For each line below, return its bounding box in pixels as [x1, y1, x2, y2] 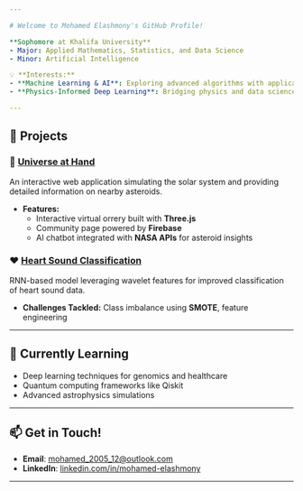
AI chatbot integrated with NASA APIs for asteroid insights [35, 232, 253, 243]
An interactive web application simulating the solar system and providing [9, 176, 280, 187]
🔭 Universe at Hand [9, 155, 96, 168]
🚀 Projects [9, 128, 69, 144]
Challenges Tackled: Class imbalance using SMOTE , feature [22, 301, 249, 312]
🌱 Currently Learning [9, 347, 129, 362]
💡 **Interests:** [9, 70, 75, 79]
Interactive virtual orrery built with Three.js [35, 213, 197, 224]
